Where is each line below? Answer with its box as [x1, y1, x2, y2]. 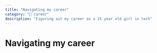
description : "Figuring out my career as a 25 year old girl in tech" [5, 16, 153, 21]
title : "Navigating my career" [5, 7, 69, 12]
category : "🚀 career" [5, 12, 50, 17]
